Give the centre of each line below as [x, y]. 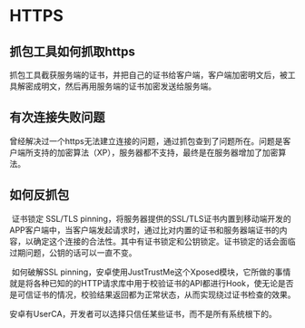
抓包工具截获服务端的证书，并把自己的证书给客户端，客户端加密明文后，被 [148, 75]
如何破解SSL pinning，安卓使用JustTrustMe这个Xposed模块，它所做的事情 [151, 272]
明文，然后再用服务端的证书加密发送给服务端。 [128, 86]
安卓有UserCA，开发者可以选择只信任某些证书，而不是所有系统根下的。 [143, 314]
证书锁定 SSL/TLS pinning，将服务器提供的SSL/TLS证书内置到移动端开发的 [152, 218]
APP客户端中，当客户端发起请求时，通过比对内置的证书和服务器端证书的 [144, 230]
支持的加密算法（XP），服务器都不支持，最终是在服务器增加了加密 [156, 152]
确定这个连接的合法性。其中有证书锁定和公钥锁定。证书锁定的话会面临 [164, 241]
